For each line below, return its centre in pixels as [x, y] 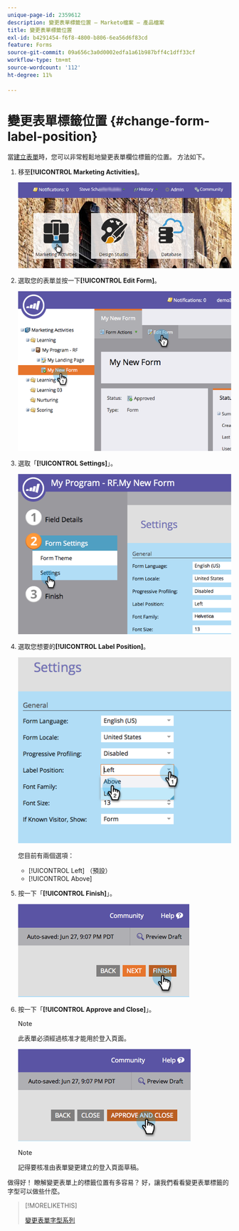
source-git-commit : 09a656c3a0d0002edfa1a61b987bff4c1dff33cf [101, 53]
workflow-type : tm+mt [39, 60]
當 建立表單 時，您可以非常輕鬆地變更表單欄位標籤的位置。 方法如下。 [108, 157]
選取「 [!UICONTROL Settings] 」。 [67, 463]
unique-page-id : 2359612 [44, 15]
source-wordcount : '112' [44, 68]
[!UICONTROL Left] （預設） [70, 871]
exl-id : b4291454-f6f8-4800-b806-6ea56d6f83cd [78, 38]
